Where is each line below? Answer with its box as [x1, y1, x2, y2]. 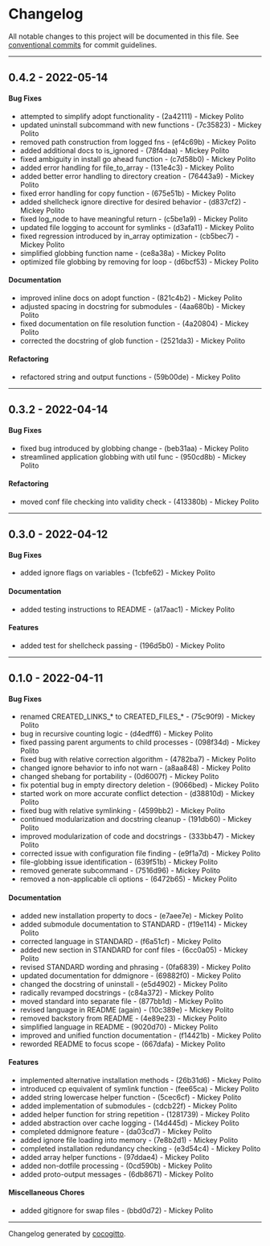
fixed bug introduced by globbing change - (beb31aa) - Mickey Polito [19, 444, 249, 453]
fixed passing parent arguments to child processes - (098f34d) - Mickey [19, 737, 261, 747]
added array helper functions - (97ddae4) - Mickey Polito [19, 1152, 210, 1161]
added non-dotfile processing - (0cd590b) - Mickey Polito [19, 1161, 213, 1170]
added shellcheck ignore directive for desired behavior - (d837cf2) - [19, 196, 247, 206]
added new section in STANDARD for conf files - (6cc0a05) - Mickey [19, 945, 248, 955]
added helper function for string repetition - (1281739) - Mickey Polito [19, 1109, 251, 1119]
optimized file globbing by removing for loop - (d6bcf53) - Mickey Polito [19, 257, 259, 266]
